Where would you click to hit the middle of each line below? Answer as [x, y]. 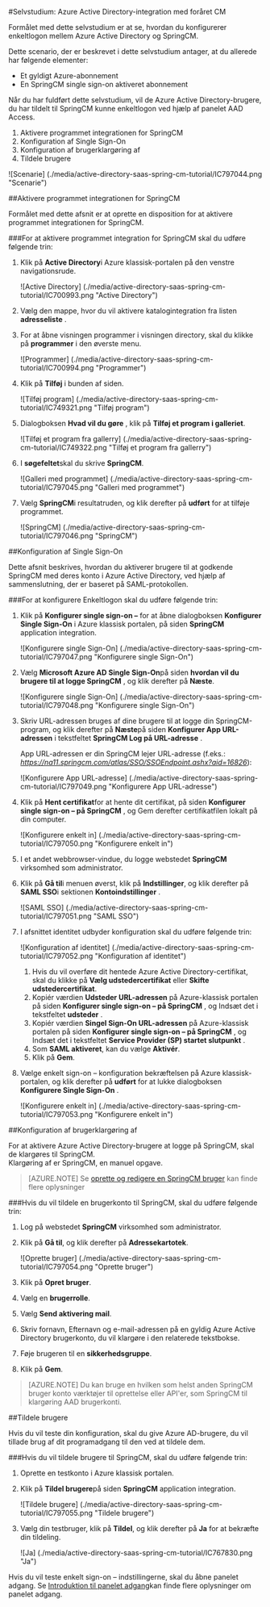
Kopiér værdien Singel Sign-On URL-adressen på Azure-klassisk [140, 1023]
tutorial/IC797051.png [56, 916]
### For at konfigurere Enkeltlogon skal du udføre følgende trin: [113, 600]
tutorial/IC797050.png [56, 843]
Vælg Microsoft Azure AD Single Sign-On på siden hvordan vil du [129, 672]
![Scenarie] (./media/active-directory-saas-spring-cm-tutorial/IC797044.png [135, 174]
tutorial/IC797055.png [56, 1513]
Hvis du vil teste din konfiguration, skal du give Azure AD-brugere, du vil [128, 1433]
